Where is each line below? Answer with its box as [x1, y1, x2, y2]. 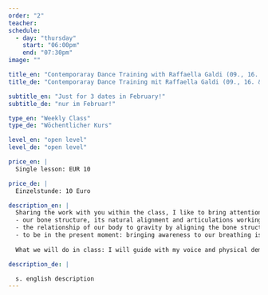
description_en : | [8, 201, 69, 210]
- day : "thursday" [15, 33, 77, 42]
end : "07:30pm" [22, 49, 73, 57]
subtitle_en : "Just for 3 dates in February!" [8, 92, 166, 100]
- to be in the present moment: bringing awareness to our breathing [15, 231, 251, 239]
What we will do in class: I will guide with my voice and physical [15, 246, 248, 254]
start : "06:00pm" [22, 41, 81, 49]
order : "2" [8, 11, 45, 20]
